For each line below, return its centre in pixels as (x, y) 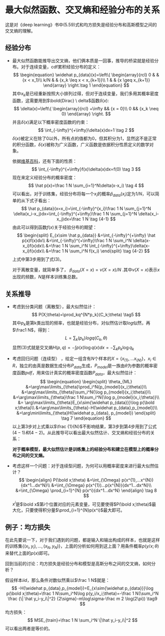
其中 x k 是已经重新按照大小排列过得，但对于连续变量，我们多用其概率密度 (85, 94)
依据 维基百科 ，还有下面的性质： (44, 161)
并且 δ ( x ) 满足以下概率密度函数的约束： (51, 122)
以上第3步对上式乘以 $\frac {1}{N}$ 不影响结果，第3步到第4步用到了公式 (84, 426)
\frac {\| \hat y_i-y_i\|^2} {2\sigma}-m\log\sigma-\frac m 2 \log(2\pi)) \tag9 (82, 599)
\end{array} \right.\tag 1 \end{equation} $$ (86, 85)
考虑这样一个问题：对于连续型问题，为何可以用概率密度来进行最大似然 (83, 466)
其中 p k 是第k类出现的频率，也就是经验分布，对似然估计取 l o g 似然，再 (81, 323)
